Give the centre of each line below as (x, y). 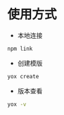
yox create (23, 76)
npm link (20, 49)
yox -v (17, 104)
